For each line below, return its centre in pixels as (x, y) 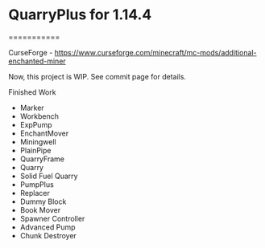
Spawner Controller (52, 218)
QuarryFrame (42, 159)
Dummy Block (43, 201)
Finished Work (32, 92)
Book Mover (40, 209)
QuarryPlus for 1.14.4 (80, 15)
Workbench (39, 116)
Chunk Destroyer (48, 235)
